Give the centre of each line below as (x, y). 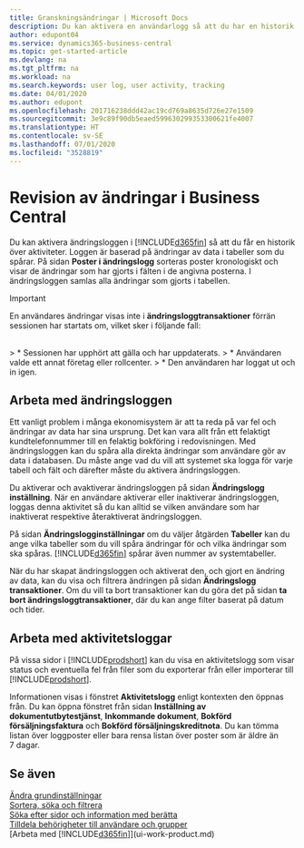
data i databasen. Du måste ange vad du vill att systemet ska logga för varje (151, 461)
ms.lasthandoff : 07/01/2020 (63, 144)
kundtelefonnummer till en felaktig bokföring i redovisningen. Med (133, 442)
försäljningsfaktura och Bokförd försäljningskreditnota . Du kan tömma (144, 726)
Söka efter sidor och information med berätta (94, 814)
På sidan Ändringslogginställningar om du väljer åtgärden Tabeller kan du (150, 534)
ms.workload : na (40, 77)
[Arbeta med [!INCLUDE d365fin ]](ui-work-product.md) (112, 834)
